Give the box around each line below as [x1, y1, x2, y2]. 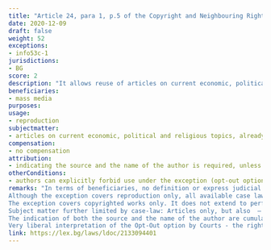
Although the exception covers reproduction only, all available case [8, 191, 251, 200]
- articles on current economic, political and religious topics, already [8, 131, 265, 140]
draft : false [8, 27, 52, 35]
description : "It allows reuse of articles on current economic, [8, 79, 232, 87]
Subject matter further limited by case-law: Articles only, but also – [8, 206, 262, 215]
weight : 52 [8, 34, 45, 43]
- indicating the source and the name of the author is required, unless [8, 162, 262, 170]
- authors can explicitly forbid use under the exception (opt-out [8, 177, 240, 185]
